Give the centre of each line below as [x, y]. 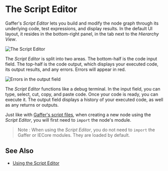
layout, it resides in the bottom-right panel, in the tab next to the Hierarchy [82, 34]
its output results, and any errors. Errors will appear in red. [66, 69]
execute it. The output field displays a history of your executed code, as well [84, 100]
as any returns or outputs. [32, 105]
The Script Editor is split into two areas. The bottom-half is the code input [81, 58]
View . [11, 39]
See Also [19, 151]
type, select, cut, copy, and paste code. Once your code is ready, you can [82, 94]
